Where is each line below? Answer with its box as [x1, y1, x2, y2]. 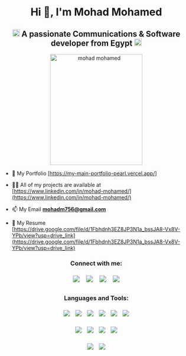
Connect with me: [70, 259, 123, 267]
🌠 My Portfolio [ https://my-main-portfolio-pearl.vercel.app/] [11, 170, 158, 177]
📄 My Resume [11, 219, 46, 226]
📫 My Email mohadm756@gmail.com [11, 206, 106, 212]
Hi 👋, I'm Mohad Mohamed [30, 5, 162, 19]
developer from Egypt [51, 38, 133, 48]
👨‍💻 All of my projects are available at [11, 182, 102, 188]
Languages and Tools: [64, 294, 129, 302]
